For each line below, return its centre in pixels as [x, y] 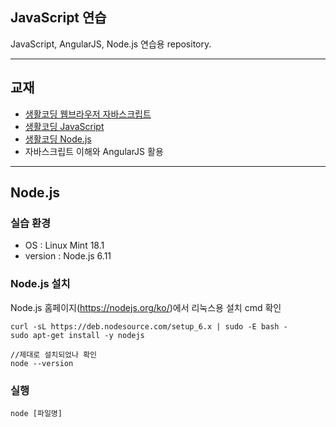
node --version [42, 363]
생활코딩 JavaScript [64, 126]
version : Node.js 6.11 [68, 256]
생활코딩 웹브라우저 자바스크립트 [88, 114]
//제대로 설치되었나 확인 [54, 354]
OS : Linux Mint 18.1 [64, 245]
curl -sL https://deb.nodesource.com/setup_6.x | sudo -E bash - [149, 326]
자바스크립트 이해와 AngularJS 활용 [94, 151]
